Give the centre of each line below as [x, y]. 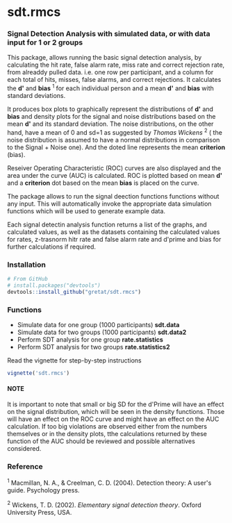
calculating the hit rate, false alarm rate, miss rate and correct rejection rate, [116, 65]
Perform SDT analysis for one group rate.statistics [90, 340]
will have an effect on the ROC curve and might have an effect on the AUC [113, 419]
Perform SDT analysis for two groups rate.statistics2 [93, 347]
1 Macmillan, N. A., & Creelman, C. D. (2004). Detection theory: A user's [109, 482]
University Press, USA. [40, 512]
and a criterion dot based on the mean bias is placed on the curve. [103, 183]
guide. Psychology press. [43, 490]
